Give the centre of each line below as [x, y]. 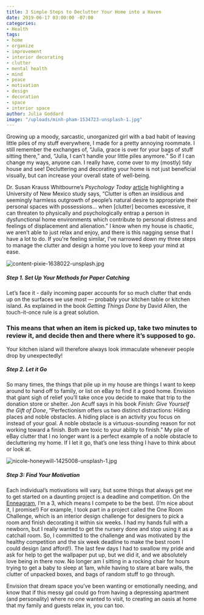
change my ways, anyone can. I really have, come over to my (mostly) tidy [99, 162]
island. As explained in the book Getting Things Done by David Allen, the [97, 306]
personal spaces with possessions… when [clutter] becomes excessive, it [98, 207]
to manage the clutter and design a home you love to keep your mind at [96, 245]
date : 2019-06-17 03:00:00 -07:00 [50, 18]
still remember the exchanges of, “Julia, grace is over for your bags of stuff [100, 150]
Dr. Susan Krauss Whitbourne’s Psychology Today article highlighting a [95, 187]
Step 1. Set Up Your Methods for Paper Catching [68, 277]
